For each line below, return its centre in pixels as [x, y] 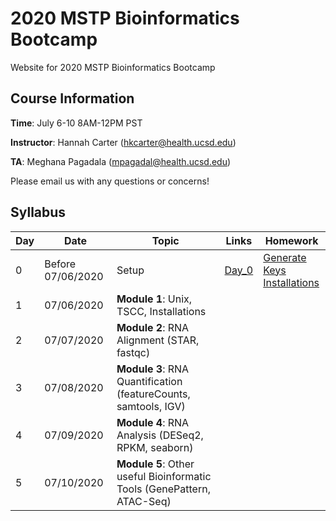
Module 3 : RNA [153, 369]
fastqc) [133, 352]
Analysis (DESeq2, [160, 435]
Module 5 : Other [155, 464]
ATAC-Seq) [144, 501]
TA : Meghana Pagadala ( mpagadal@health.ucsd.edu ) [121, 161]
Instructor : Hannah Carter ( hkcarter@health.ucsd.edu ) [123, 142]
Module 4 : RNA [153, 422]
